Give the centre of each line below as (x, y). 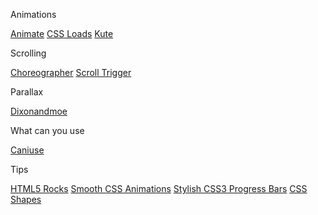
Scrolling (28, 53)
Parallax (27, 92)
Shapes (26, 199)
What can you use (47, 130)
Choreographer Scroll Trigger (71, 72)
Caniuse (27, 150)
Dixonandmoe (39, 111)
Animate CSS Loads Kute (62, 33)
